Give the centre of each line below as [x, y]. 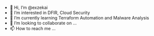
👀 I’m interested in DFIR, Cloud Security [50, 13]
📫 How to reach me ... [33, 28]
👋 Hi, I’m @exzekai [29, 8]
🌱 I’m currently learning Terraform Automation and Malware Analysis [79, 18]
